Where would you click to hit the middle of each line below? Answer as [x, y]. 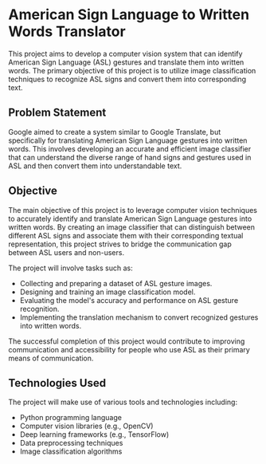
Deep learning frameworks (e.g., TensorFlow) [94, 435]
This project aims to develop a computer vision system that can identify [125, 53]
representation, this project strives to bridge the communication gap [120, 244]
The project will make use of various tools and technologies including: [123, 402]
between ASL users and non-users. [66, 252]
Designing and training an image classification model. [108, 292]
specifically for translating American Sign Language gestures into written [128, 140]
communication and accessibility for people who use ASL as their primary [129, 349]
